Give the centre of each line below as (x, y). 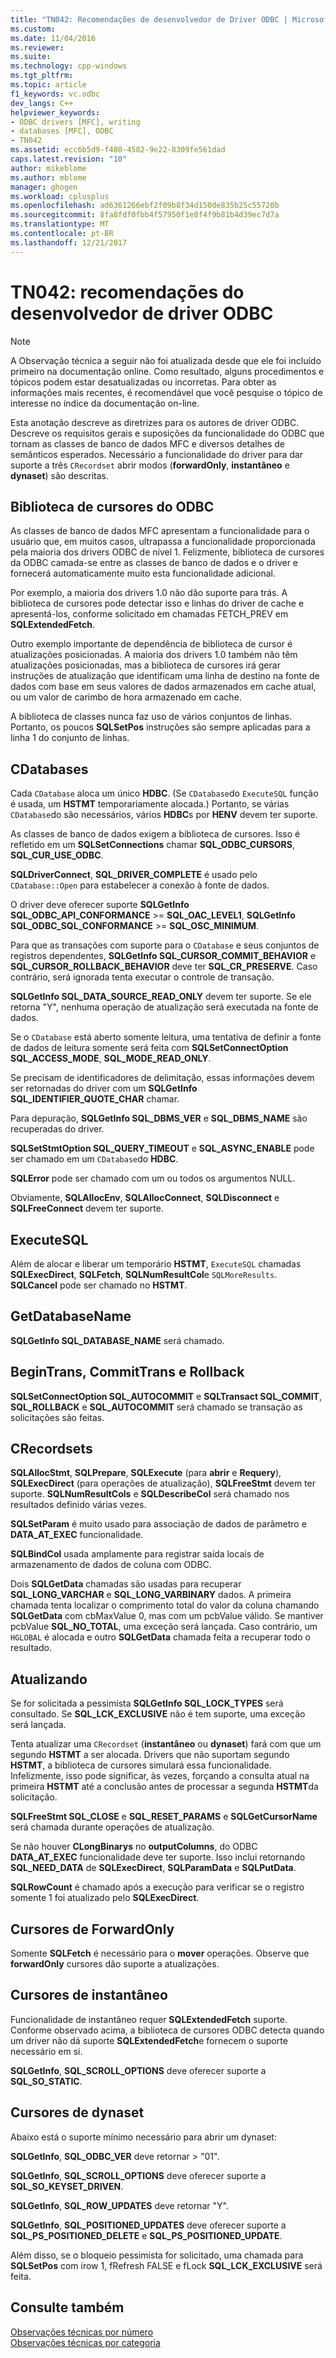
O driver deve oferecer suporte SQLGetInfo (100, 905)
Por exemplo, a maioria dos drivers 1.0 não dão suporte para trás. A (149, 593)
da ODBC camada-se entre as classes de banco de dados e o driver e (154, 563)
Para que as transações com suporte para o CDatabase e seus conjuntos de (165, 945)
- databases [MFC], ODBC (62, 131)
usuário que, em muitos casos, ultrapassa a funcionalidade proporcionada (163, 542)
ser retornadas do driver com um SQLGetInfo (104, 1088)
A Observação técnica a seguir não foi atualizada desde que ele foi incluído (166, 360)
